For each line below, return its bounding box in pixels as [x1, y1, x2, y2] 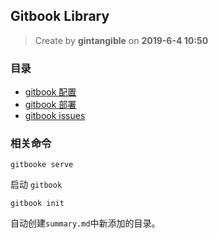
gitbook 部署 [24, 99, 77, 111]
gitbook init [10, 199, 65, 209]
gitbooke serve [10, 160, 74, 170]
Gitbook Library [10, 8, 110, 25]
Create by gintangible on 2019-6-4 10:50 [34, 34, 209, 46]
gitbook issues [24, 110, 86, 122]
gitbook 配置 [24, 86, 77, 98]
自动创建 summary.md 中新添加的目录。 [10, 217, 161, 229]
